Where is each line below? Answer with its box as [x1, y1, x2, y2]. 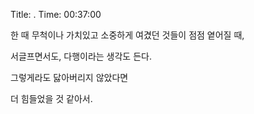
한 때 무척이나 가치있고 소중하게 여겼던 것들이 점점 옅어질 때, [10, 29, 245, 41]
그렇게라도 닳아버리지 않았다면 [10, 72, 129, 83]
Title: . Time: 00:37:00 [10, 9, 102, 20]
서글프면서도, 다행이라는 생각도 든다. [10, 50, 152, 62]
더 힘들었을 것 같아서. [10, 93, 93, 104]
